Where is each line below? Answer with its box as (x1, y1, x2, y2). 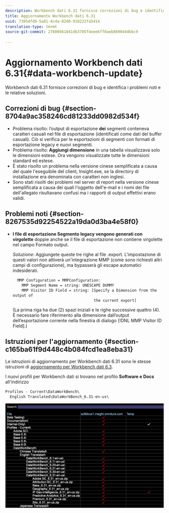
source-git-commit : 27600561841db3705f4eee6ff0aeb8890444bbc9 (5, 29, 138, 35)
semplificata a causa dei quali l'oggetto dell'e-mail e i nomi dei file (12, 184, 150, 190)
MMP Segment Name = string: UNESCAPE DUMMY (22, 282, 114, 288)
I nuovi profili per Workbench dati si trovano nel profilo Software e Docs (5, 374, 154, 380)
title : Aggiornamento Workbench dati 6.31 (5, 13, 96, 19)
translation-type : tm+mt (5, 24, 57, 29)
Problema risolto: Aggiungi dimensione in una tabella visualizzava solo (12, 146, 160, 153)
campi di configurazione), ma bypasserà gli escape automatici (12, 262, 142, 268)
